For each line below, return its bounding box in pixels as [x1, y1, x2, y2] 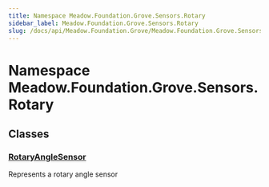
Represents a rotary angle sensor [8, 169, 118, 179]
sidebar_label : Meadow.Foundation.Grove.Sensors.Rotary [8, 19, 199, 27]
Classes [8, 127, 50, 140]
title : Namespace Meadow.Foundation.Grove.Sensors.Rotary [8, 11, 206, 20]
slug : [8, 26, 26, 35]
